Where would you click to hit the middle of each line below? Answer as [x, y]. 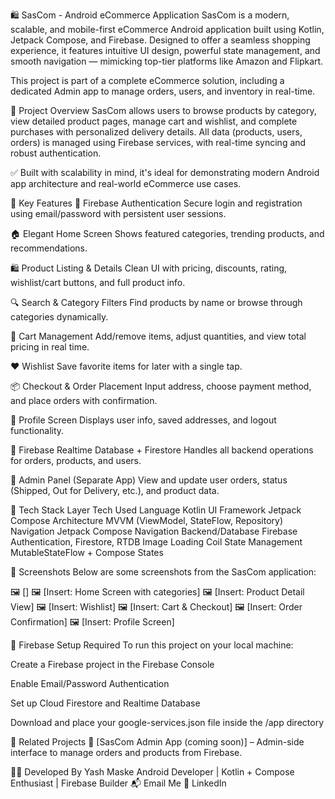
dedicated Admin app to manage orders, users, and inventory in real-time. [163, 91]
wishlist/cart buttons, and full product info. [98, 282]
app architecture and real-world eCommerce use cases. [126, 183]
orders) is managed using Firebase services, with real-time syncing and [158, 142]
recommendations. [49, 248]
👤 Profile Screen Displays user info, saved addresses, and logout [143, 420]
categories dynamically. [59, 317]
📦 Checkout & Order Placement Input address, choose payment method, [161, 386]
